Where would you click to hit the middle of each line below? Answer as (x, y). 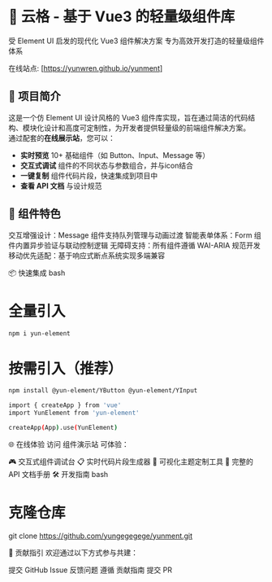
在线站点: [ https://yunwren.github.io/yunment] (86, 68)
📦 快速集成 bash (37, 273)
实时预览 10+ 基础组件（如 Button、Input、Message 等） (115, 155)
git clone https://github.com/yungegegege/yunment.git (101, 536)
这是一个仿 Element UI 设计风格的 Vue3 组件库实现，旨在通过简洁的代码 (128, 117)
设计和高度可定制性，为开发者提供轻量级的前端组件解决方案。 (147, 128)
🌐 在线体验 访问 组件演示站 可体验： (69, 444)
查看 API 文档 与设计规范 (61, 186)
